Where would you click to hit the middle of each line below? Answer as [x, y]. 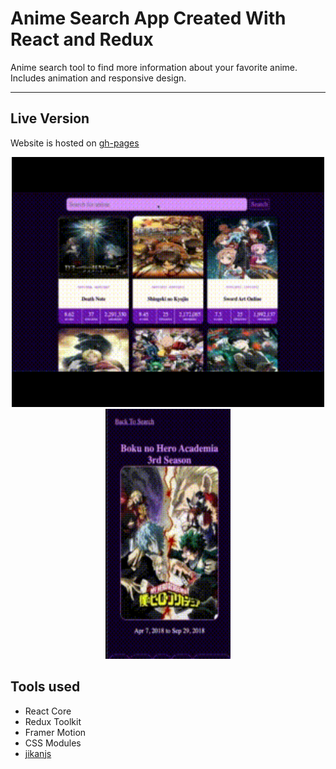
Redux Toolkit [53, 721]
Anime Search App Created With [148, 18]
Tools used [45, 687]
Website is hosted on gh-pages [75, 143]
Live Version [50, 118]
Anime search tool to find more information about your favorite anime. [154, 67]
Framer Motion [55, 732]
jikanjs [38, 753]
